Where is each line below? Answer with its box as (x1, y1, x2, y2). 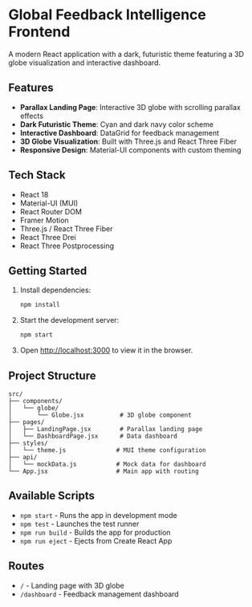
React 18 (19, 189, 49, 199)
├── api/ (8, 453, 38, 461)
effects (19, 111, 44, 120)
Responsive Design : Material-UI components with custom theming (19, 145, 242, 154)
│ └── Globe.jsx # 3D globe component (8, 411, 193, 419)
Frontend (8, 22, 71, 41)
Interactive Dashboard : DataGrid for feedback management (19, 128, 219, 137)
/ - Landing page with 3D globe (19, 581, 124, 590)
